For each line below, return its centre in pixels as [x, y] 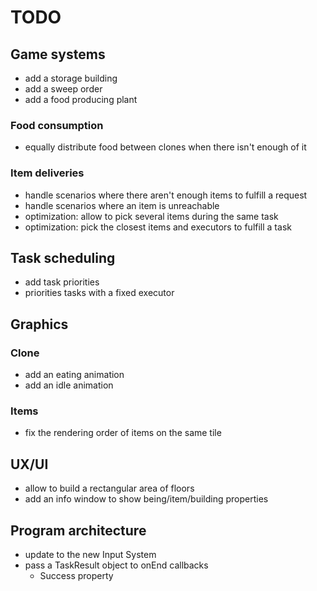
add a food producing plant [81, 99]
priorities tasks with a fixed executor [99, 293]
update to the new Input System [90, 555]
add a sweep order [63, 89]
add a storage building [71, 78]
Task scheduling [63, 257]
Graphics [39, 324]
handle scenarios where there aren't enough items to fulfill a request [166, 195]
